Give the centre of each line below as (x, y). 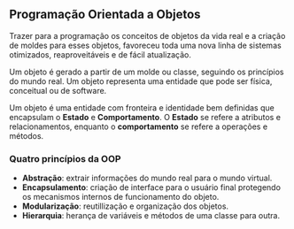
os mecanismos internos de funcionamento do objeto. (120, 197)
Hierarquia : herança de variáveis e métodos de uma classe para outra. (151, 216)
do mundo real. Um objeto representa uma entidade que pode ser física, (141, 81)
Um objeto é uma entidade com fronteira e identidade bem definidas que (142, 107)
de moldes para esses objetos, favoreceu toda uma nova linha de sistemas (145, 45)
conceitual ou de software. (58, 90)
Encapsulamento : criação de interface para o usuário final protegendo (151, 187)
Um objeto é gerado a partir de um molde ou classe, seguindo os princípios (147, 72)
